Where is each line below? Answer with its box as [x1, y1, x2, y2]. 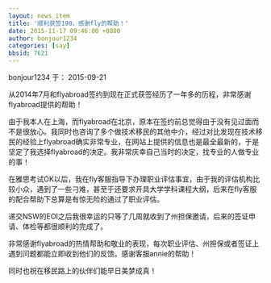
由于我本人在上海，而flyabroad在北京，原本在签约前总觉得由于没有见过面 [8, 117, 252, 126]
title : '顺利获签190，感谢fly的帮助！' [8, 19, 129, 27]
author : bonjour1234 [8, 34, 78, 43]
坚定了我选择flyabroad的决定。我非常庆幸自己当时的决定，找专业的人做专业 [8, 147, 260, 156]
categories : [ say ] [8, 42, 70, 50]
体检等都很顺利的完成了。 [22, 222, 107, 231]
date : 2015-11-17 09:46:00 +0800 [8, 27, 121, 35]
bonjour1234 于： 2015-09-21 [8, 73, 106, 81]
